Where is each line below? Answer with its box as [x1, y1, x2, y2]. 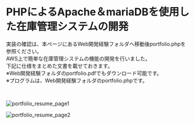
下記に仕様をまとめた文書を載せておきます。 [6, 62, 113, 69]
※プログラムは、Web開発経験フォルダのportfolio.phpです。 [6, 77, 148, 84]
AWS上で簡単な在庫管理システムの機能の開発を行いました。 [6, 55, 151, 62]
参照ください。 [6, 47, 42, 54]
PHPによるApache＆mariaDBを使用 [6, 5, 179, 19]
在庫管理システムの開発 [16, 20, 129, 33]
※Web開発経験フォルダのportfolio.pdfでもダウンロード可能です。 [6, 70, 162, 77]
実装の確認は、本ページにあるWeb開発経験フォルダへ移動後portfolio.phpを [6, 40, 186, 47]
